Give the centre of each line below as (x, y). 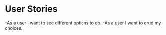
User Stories (31, 9)
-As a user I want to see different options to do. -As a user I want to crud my (83, 23)
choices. (14, 28)
